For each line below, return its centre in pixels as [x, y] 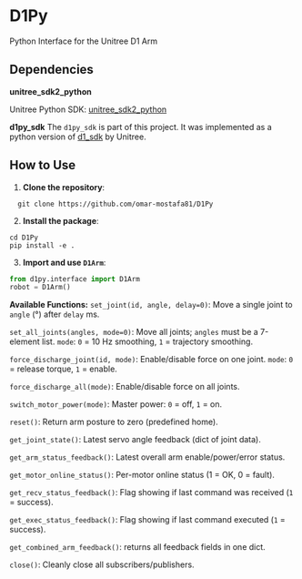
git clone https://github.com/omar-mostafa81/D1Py [116, 204]
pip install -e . [42, 245]
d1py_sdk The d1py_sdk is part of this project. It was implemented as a [141, 127]
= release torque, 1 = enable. [64, 369]
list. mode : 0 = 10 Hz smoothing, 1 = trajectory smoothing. [147, 341]
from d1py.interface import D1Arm [75, 279]
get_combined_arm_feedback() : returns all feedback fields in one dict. [137, 547]
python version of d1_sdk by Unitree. [78, 137]
